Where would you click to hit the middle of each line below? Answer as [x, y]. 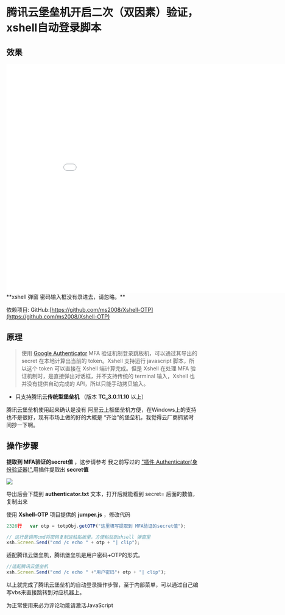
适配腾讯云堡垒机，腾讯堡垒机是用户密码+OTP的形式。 [75, 555]
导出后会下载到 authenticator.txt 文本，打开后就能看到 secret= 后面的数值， [102, 494]
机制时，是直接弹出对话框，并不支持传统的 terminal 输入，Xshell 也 [111, 376]
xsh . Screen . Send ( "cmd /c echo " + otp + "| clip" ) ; [73, 543]
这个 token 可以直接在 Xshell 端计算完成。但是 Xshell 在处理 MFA [108, 368]
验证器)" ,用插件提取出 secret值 [50, 469]
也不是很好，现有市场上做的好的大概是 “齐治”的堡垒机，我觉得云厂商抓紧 [97, 417]
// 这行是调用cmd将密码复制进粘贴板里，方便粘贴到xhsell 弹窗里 [79, 537]
